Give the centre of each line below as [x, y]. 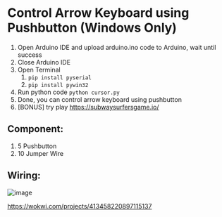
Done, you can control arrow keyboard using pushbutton [99, 99]
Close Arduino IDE [44, 62]
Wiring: [24, 176]
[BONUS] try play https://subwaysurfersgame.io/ [88, 107]
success [30, 55]
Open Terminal [39, 70]
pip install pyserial [60, 78]
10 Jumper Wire [41, 153]
